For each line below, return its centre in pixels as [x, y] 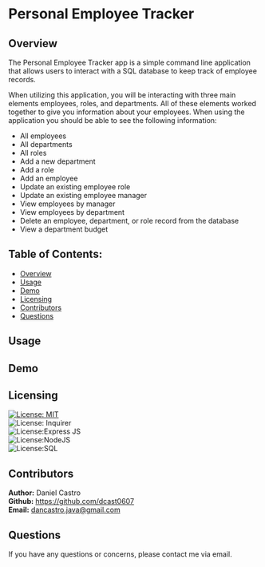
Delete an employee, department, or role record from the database [129, 221]
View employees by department [72, 212]
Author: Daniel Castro [45, 493]
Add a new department [57, 161]
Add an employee [49, 178]
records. [22, 79]
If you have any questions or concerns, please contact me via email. [121, 554]
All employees [43, 136]
